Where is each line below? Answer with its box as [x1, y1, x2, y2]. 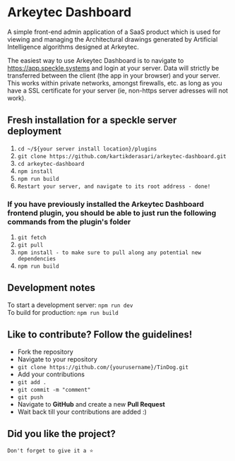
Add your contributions [17, 370, 85, 378]
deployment [7, 125, 62, 138]
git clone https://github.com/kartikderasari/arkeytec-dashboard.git [17, 152, 227, 160]
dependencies [17, 256, 56, 263]
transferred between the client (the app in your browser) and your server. [7, 71, 220, 80]
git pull [17, 241, 44, 249]
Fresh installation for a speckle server [7, 114, 177, 126]
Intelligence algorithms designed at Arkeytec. [7, 42, 139, 51]
